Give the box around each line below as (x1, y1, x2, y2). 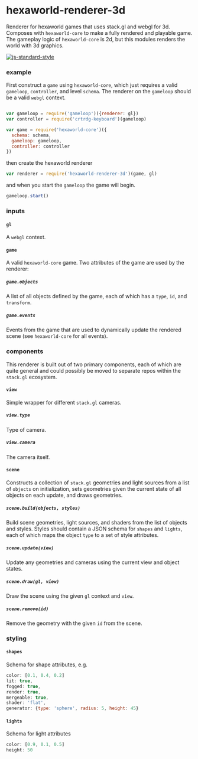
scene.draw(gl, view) (6, 578, 60, 585)
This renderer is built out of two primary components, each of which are (6, 361, 181, 368)
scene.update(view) (6, 545, 54, 551)
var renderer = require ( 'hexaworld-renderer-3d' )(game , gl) (6, 171, 158, 177)
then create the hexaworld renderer (6, 159, 93, 167)
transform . (6, 299, 32, 306)
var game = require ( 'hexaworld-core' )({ (6, 126, 108, 133)
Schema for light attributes (6, 730, 71, 737)
